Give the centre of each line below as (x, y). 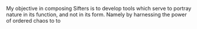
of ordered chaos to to (33, 21)
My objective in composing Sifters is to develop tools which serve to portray (99, 8)
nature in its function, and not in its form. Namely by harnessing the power (97, 14)
